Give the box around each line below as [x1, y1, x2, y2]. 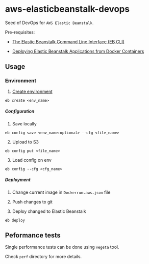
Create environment [12, 88, 53, 94]
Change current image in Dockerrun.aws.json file [12, 189, 111, 195]
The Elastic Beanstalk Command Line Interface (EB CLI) [12, 38, 124, 45]
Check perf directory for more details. [5, 254, 82, 260]
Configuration [5, 108, 35, 114]
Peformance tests [5, 231, 61, 239]
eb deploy [5, 218, 25, 223]
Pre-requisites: [5, 29, 35, 35]
